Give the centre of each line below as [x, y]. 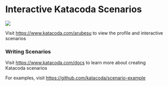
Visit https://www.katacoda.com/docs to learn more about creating [76, 63]
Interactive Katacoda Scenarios [74, 9]
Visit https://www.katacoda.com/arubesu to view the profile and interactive [84, 33]
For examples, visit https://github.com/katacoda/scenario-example [75, 78]
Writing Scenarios [28, 51]
